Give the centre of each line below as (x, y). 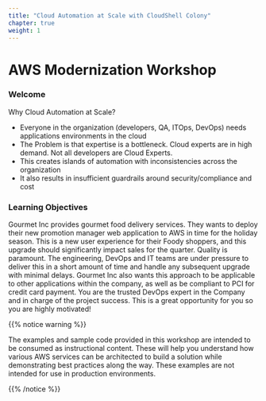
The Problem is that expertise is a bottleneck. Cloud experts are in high (136, 144)
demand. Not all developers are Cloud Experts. (96, 153)
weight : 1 (25, 30)
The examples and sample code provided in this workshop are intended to (130, 340)
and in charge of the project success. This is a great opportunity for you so (131, 301)
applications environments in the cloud (83, 135)
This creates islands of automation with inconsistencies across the (129, 161)
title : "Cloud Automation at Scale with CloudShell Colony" (110, 16)
